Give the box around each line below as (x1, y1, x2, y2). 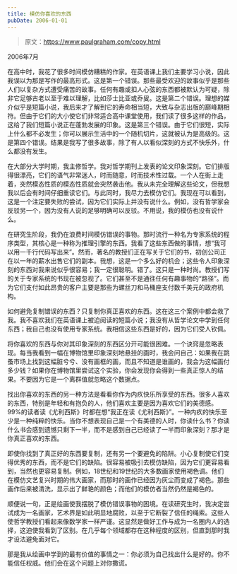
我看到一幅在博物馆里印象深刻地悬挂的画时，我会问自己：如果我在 (31, 348, 224, 357)
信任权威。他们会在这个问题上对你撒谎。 (13, 558, 131, 567)
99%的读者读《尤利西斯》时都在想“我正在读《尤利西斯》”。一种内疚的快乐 (7, 407, 221, 416)
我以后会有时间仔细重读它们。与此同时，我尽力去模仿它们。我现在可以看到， (7, 188, 230, 197)
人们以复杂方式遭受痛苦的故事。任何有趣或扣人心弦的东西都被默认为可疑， (7, 85, 224, 93)
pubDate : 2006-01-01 (7, 17, 68, 24)
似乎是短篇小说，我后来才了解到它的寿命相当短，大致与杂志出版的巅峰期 (13, 102, 224, 111)
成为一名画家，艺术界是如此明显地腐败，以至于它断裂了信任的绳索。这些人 (13, 508, 230, 517)
